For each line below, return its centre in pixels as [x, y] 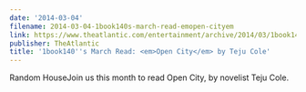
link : [20, 35]
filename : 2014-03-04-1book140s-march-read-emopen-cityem [122, 26]
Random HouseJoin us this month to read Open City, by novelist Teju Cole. [149, 77]
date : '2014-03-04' [46, 18]
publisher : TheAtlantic [55, 43]
